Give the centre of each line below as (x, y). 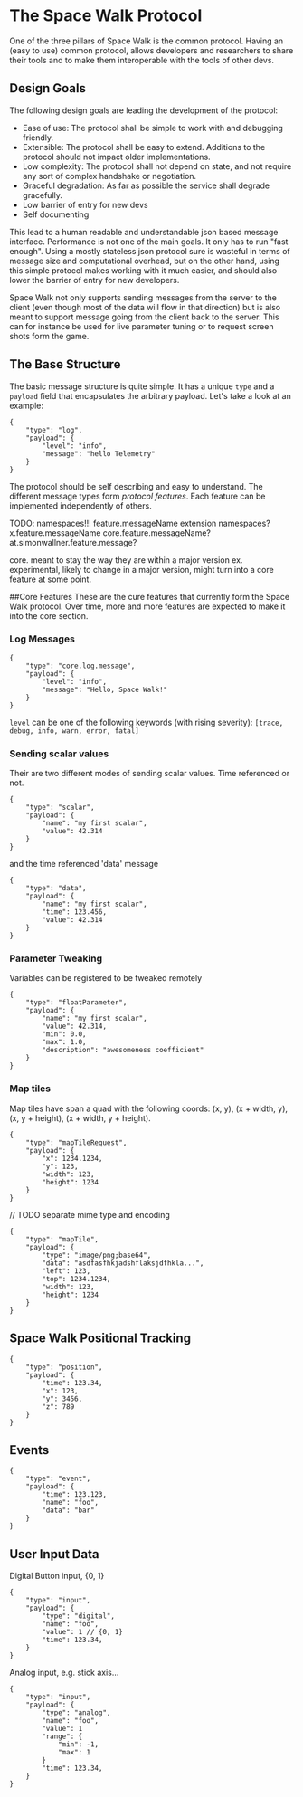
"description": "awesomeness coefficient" (123, 1051)
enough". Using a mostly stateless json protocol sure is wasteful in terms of (150, 251)
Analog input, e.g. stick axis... (64, 1673)
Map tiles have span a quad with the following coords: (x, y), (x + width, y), (148, 1108)
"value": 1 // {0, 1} (83, 1632)
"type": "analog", (76, 1713)
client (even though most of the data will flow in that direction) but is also (145, 307)
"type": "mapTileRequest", (76, 1142)
